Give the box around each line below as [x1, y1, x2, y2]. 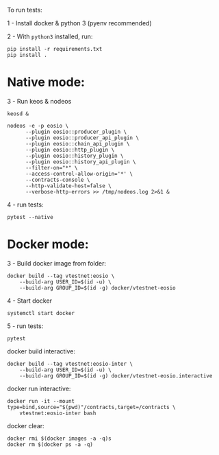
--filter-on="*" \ [25, 164, 78, 171]
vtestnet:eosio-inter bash [19, 410, 96, 417]
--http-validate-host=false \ [25, 182, 112, 189]
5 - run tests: [7, 322, 44, 330]
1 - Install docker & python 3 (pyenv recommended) [7, 19, 152, 27]
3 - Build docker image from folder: [7, 259, 107, 267]
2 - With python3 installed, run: [7, 32, 93, 40]
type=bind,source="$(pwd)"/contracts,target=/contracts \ [7, 404, 176, 410]
